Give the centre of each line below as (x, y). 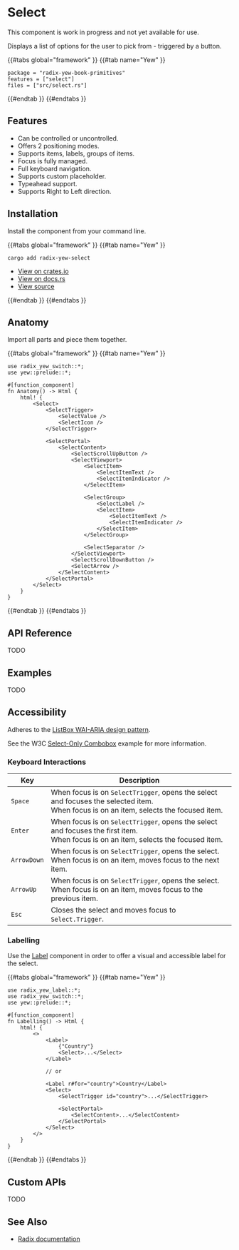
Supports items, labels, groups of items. (76, 153)
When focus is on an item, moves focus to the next (135, 860)
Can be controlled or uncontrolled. (68, 138)
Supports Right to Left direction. (64, 191)
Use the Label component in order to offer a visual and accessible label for (117, 956)
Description (139, 781)
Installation (33, 214)
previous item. (74, 898)
